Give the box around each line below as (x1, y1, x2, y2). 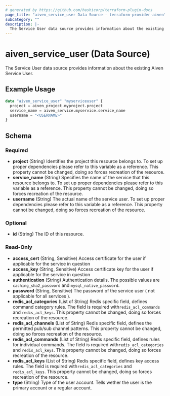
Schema (5, 131, 32, 140)
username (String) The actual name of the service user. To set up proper (12, 196, 165, 202)
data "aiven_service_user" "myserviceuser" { (5, 98, 103, 104)
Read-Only (5, 244, 33, 251)
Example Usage (5, 85, 56, 94)
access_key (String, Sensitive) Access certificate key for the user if (12, 266, 154, 272)
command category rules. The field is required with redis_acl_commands (12, 304, 160, 310)
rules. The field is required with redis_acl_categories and (12, 363, 132, 369)
